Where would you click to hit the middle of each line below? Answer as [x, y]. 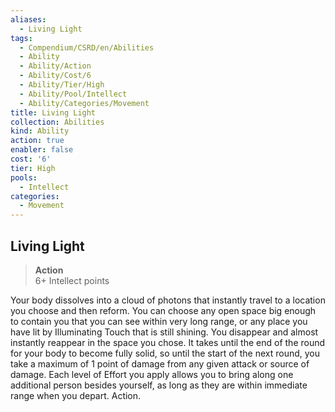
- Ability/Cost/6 [55, 76]
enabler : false [42, 150]
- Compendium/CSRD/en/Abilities [87, 47]
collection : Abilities [57, 122]
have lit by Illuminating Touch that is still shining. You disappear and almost [164, 332]
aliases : [28, 19]
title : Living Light [53, 112]
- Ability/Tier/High [62, 85]
